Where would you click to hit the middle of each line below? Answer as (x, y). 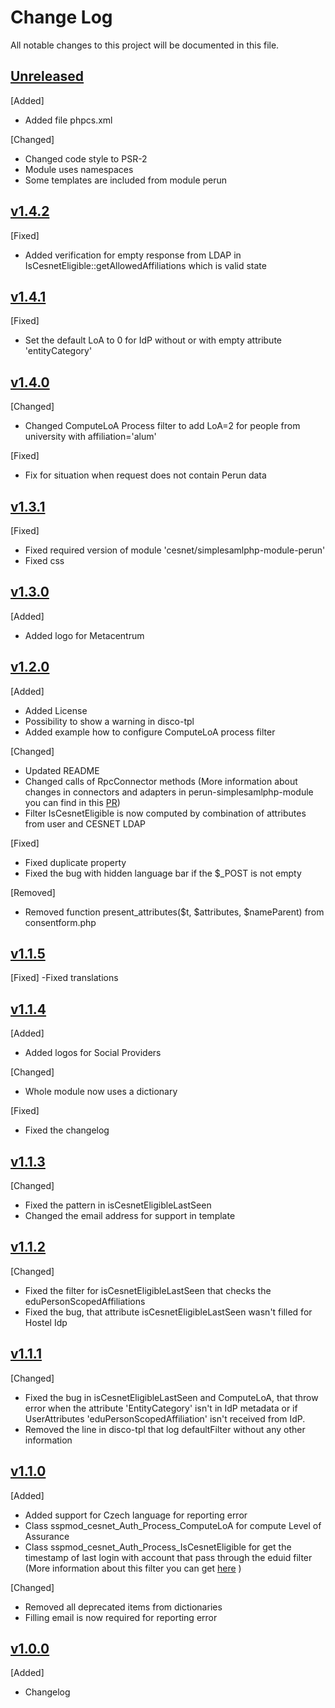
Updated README (62, 770)
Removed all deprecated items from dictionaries (123, 1607)
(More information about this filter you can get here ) (133, 1568)
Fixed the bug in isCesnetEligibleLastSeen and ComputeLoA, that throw (171, 1397)
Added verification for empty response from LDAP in (133, 255)
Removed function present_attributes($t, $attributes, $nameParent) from (174, 912)
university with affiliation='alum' (90, 437)
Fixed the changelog (67, 1130)
